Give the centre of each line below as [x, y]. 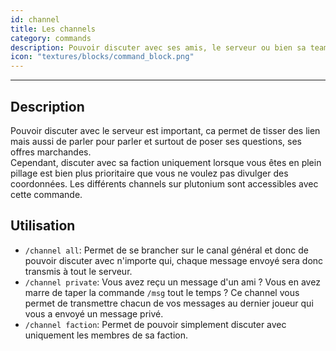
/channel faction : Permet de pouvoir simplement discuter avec [155, 324]
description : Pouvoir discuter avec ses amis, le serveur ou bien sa [158, 47]
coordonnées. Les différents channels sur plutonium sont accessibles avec [164, 183]
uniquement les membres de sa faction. [106, 335]
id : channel [35, 19]
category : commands [51, 38]
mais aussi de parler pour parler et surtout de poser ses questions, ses [156, 141]
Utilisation [43, 226]
